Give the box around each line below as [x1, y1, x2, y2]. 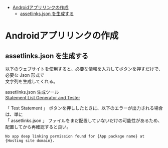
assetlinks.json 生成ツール [5, 89, 59, 95]
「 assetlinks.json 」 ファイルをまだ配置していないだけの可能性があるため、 [5, 117, 162, 123]
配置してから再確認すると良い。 [5, 124, 71, 129]
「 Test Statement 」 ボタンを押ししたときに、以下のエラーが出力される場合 [5, 105, 163, 111]
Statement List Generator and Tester [5, 95, 80, 100]
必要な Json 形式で [5, 72, 44, 78]
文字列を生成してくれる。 [5, 78, 58, 84]
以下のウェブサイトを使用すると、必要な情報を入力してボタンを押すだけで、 [5, 66, 163, 72]
